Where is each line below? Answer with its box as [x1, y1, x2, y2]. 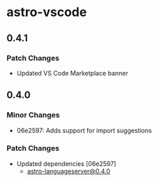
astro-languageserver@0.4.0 [26, 167, 111, 175]
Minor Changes [6, 110, 60, 120]
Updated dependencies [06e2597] [16, 159, 116, 168]
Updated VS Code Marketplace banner [16, 69, 128, 77]
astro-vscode [6, 4, 87, 20]
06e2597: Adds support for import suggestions [16, 126, 152, 134]
